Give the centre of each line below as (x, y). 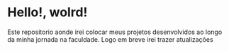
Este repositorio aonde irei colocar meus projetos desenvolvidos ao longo (115, 32)
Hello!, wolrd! (48, 12)
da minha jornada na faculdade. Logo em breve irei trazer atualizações (111, 39)
